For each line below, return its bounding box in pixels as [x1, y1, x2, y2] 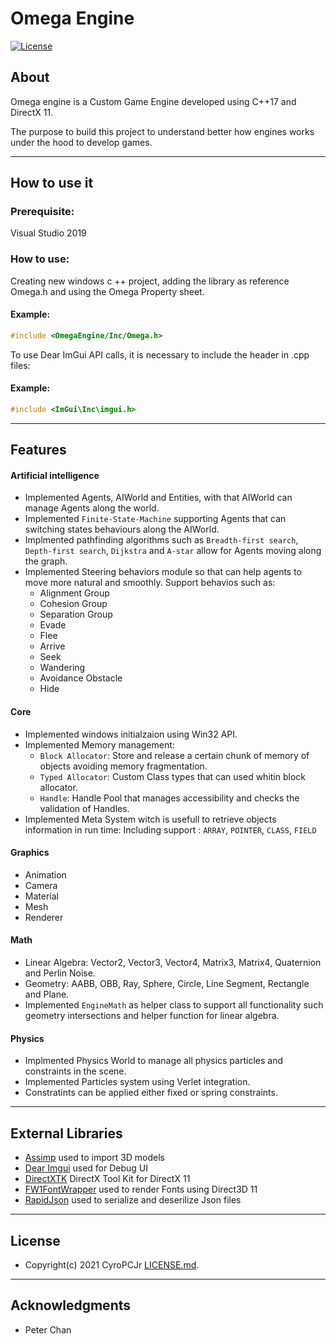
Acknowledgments [10, 1297, 132, 1314]
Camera [24, 879, 58, 891]
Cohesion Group [39, 598, 108, 610]
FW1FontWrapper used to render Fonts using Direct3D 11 [24, 1183, 258, 1196]
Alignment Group [39, 587, 110, 599]
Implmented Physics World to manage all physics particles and [24, 1055, 283, 1067]
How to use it [10, 175, 94, 192]
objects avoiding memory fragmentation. [39, 760, 208, 772]
